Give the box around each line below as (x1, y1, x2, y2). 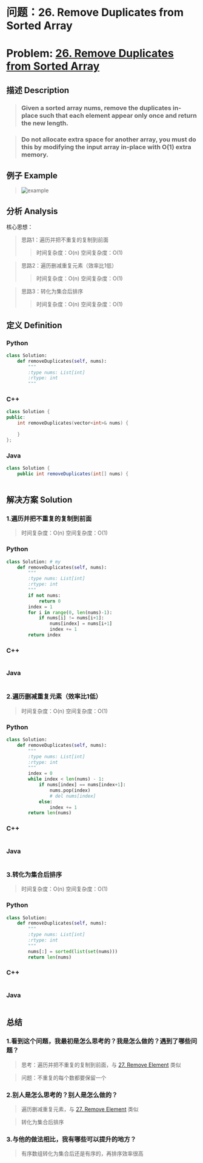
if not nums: (28, 592, 61, 598)
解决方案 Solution (6, 495, 73, 505)
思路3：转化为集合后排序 (21, 288, 84, 295)
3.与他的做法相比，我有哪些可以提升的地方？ (6, 1135, 136, 1144)
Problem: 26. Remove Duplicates (6, 47, 174, 61)
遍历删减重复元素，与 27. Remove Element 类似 (21, 1105, 139, 1113)
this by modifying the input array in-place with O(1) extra (21, 143, 192, 151)
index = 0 (28, 770, 53, 777)
